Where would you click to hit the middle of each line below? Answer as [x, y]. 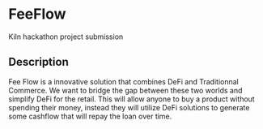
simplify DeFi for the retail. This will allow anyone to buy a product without [131, 99]
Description [38, 62]
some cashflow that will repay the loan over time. [90, 116]
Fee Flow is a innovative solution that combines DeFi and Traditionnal [123, 81]
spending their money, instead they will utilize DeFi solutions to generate [129, 107]
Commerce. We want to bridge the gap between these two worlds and [125, 90]
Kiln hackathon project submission [66, 37]
